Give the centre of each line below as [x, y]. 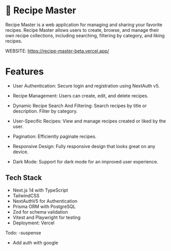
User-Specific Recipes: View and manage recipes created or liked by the [89, 121]
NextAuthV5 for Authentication [45, 201]
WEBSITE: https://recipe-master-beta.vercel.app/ [57, 51]
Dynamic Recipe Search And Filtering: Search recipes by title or [80, 106]
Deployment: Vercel [34, 223]
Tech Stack [24, 178]
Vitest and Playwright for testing [47, 217]
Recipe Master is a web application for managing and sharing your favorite [84, 25]
